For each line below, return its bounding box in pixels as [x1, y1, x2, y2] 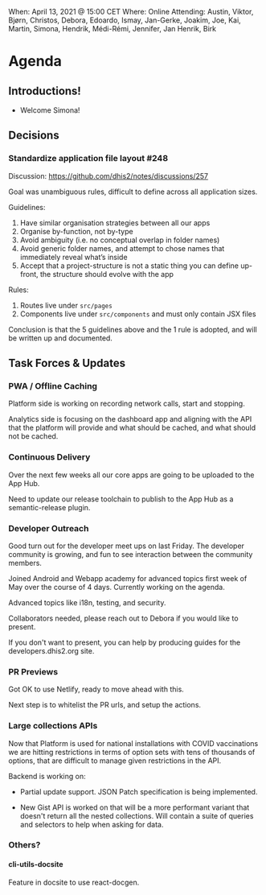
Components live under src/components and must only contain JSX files [19, 309, 256, 319]
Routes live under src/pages [19, 300, 113, 310]
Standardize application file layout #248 [8, 153, 169, 164]
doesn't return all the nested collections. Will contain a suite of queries [19, 810, 254, 820]
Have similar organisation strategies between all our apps [19, 217, 211, 228]
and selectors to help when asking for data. [19, 819, 164, 829]
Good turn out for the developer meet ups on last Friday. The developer [8, 541, 245, 551]
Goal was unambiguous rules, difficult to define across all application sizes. [8, 187, 258, 196]
